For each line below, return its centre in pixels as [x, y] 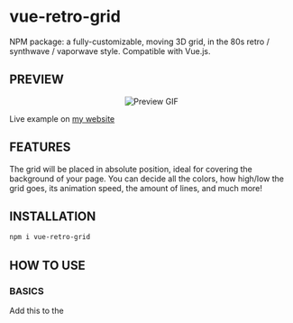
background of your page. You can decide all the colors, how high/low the [147, 179]
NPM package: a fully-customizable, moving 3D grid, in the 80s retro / [140, 42]
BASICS [27, 291]
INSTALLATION [53, 216]
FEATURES [40, 148]
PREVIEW [37, 80]
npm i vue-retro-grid [50, 237]
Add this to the [37, 310]
